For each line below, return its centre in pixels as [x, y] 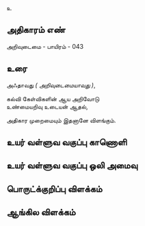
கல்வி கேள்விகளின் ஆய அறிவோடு [53, 99]
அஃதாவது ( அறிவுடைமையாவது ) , [51, 85]
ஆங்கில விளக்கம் [41, 213]
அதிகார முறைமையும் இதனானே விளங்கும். [61, 120]
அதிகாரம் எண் [36, 30]
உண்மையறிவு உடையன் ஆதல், [47, 106]
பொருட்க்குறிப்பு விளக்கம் [54, 189]
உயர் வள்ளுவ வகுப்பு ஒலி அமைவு [72, 166]
